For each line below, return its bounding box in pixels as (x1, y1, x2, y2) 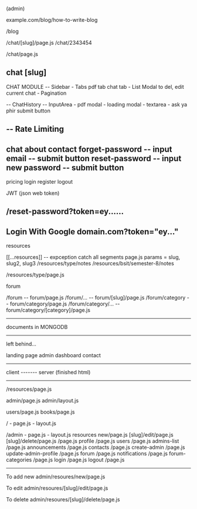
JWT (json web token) (6, 189, 60, 197)
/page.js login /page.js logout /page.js (33, 456, 125, 464)
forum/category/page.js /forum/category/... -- (9, 300, 120, 308)
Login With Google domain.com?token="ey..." (6, 227, 179, 237)
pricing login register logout (6, 178, 73, 185)
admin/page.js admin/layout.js (6, 397, 79, 404)
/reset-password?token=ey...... (6, 207, 124, 217)
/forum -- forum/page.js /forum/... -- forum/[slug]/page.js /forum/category (6, 294, 186, 301)
